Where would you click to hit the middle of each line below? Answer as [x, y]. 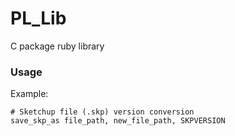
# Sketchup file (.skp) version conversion [102, 112]
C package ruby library [57, 46]
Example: [29, 94]
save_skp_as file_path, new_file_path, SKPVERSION [118, 121]
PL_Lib [38, 18]
